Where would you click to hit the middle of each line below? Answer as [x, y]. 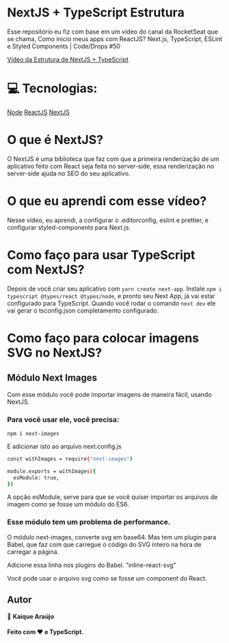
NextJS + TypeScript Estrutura [96, 13]
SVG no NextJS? [55, 353]
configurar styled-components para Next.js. [69, 227]
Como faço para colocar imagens [103, 338]
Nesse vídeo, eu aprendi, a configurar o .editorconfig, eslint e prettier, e [108, 220]
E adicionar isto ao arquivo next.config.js [64, 446]
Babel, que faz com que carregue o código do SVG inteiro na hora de [104, 544]
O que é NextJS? [55, 140]
